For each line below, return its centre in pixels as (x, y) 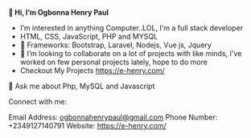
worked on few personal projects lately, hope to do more (113, 62)
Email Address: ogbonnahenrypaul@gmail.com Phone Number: (113, 117)
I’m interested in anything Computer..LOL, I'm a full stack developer (132, 28)
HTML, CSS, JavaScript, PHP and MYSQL (89, 37)
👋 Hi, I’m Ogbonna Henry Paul (58, 12)
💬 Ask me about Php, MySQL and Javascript (82, 86)
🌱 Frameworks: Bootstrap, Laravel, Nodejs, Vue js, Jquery (115, 45)
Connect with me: (37, 101)
